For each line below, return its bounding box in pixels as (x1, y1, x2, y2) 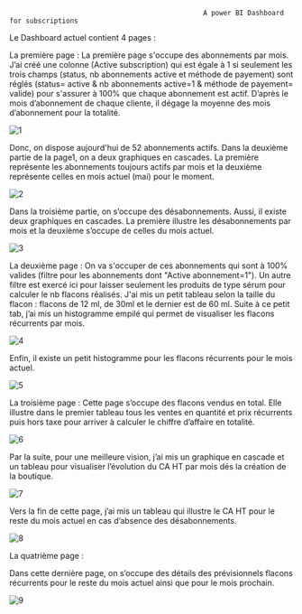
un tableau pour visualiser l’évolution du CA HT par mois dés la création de (9, 461, 287, 471)
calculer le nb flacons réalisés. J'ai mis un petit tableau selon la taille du (9, 289, 276, 300)
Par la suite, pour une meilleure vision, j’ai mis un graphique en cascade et (9, 451, 285, 462)
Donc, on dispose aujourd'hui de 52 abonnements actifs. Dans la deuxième (9, 143, 288, 153)
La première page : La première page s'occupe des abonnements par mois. (9, 50, 289, 60)
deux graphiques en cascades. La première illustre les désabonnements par (9, 216, 291, 226)
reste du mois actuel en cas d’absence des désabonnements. (9, 516, 237, 526)
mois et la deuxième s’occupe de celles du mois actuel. (9, 226, 215, 236)
